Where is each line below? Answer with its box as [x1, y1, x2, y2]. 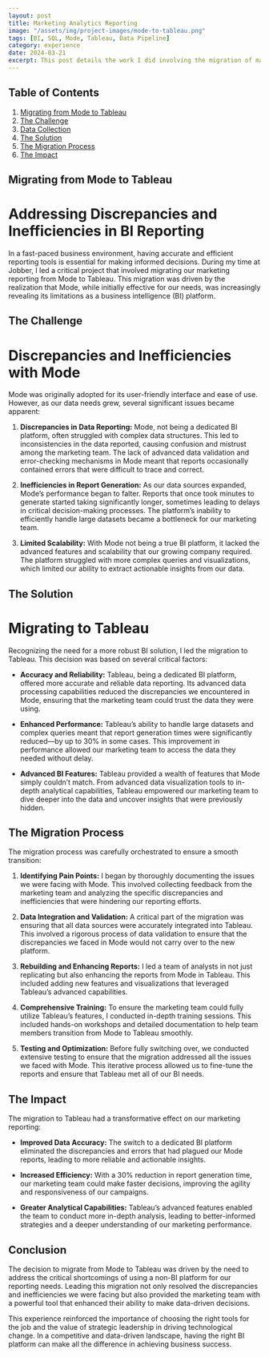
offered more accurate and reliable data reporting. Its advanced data [19, 678, 247, 688]
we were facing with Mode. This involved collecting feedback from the [19, 880, 252, 889]
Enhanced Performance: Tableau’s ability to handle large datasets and [19, 719, 254, 729]
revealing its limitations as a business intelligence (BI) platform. [8, 291, 216, 301]
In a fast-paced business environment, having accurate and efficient [8, 249, 234, 259]
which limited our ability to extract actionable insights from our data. [19, 564, 245, 573]
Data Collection [19, 124, 71, 134]
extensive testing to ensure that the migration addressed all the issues [19, 1052, 252, 1062]
